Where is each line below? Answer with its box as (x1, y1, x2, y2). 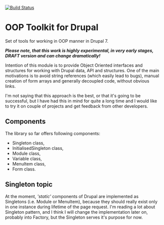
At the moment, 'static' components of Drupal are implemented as (5, 193, 139, 199)
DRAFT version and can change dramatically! (5, 53, 101, 58)
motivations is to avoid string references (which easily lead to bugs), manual (5, 73, 160, 79)
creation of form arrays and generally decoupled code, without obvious (5, 78, 150, 84)
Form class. (12, 166, 36, 172)
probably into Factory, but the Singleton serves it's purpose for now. (5, 214, 143, 220)
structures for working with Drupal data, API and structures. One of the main (5, 67, 160, 73)
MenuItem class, (12, 161, 46, 167)
